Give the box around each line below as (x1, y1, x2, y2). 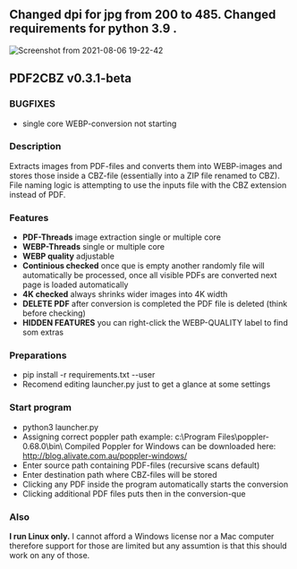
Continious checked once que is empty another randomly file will (21, 260, 266, 271)
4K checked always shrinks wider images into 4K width (21, 289, 228, 300)
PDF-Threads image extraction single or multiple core (21, 232, 222, 242)
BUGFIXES (9, 98, 55, 110)
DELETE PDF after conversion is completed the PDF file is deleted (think (21, 299, 288, 310)
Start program (9, 402, 72, 414)
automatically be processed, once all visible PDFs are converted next (21, 270, 277, 281)
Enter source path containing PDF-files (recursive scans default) (21, 460, 260, 471)
